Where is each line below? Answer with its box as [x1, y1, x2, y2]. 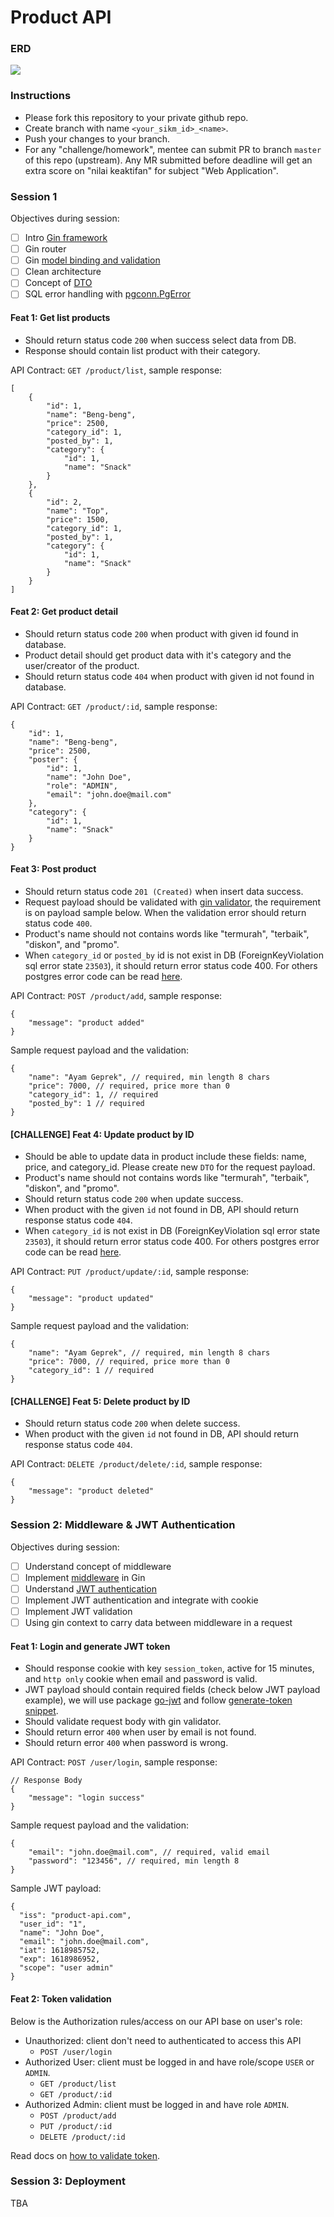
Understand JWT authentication [24, 1582, 157, 1595]
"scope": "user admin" [19, 1963, 114, 1973]
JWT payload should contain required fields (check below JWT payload [24, 1684, 321, 1696]
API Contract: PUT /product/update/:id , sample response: [10, 1266, 250, 1278]
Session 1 [10, 189, 58, 203]
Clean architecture [24, 266, 102, 278]
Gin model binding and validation [24, 254, 161, 266]
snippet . [24, 1705, 59, 1717]
